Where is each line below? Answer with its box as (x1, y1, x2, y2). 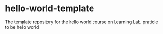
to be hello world (5, 24, 39, 30)
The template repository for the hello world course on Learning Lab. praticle (5, 19, 158, 25)
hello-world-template (5, 3, 94, 14)
